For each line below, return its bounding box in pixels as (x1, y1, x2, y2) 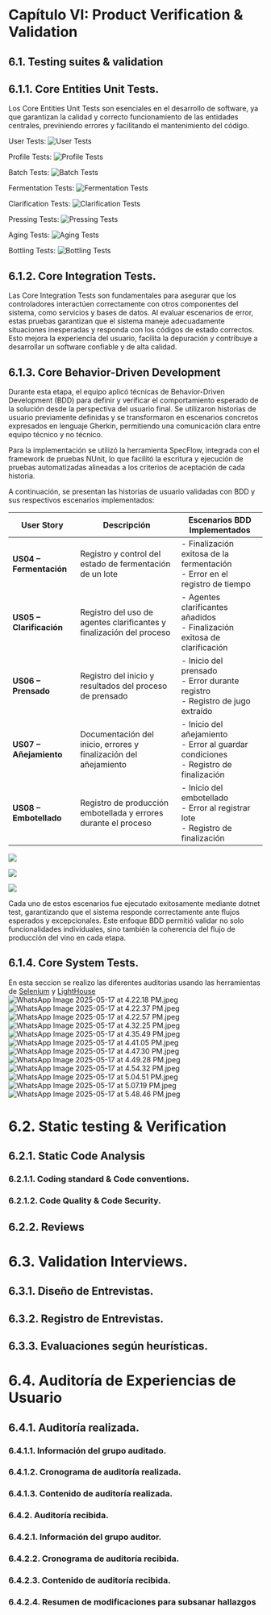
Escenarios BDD (188, 515, 252, 526)
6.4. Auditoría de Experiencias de (8, 1371, 236, 1390)
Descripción (102, 520, 151, 531)
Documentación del (80, 728, 155, 740)
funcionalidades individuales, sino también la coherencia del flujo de (8, 924, 236, 934)
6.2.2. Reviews (8, 1220, 85, 1233)
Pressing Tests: (8, 215, 60, 224)
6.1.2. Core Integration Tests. (8, 269, 156, 283)
